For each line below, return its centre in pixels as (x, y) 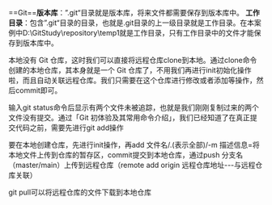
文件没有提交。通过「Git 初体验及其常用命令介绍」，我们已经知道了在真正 (130, 117)
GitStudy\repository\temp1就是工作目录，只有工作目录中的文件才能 (143, 33)
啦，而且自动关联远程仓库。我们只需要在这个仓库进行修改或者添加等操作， (132, 80)
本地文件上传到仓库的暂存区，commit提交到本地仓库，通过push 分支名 (126, 155)
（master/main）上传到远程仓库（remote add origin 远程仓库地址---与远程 (132, 165)
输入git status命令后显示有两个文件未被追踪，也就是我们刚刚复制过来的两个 (134, 107)
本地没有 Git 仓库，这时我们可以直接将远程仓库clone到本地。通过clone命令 (133, 60)
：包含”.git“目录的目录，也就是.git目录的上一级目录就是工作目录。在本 (139, 23)
